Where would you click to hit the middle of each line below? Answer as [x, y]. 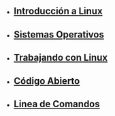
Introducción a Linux [58, 11]
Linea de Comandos [56, 104]
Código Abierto [47, 81]
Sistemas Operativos [59, 34]
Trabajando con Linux [60, 58]
